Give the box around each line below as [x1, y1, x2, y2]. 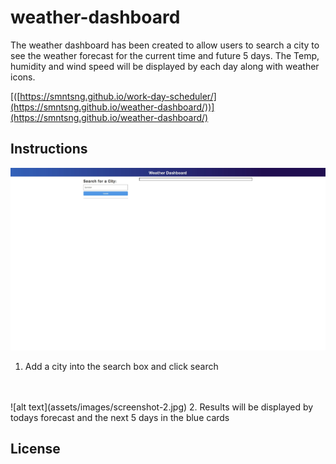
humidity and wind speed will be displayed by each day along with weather [10, 60, 320, 72]
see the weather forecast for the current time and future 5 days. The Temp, [10, 49, 320, 61]
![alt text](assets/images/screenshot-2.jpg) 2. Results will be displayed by [10, 401, 314, 413]
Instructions [10, 141, 88, 158]
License [10, 441, 61, 458]
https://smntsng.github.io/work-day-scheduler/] [19, 90, 217, 102]
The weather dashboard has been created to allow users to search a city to [10, 39, 320, 51]
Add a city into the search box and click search [24, 360, 219, 372]
